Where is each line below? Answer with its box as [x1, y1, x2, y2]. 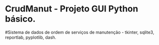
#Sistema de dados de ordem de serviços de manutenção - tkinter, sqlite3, [5, 29, 154, 35]
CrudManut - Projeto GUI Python [5, 3, 138, 14]
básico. [5, 13, 36, 24]
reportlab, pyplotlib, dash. [5, 34, 57, 40]
